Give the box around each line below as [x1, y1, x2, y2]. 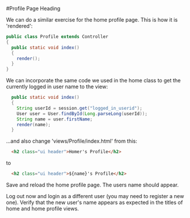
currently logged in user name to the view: [6, 83, 108, 90]
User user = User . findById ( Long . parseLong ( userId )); [16, 110, 148, 116]
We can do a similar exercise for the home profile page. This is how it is [6, 16, 178, 23]
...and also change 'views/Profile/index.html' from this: [6, 137, 137, 145]
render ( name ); [16, 122, 51, 127]
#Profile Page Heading [6, 5, 61, 12]
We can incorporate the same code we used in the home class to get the [6, 77, 181, 84]
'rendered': [6, 23, 33, 29]
